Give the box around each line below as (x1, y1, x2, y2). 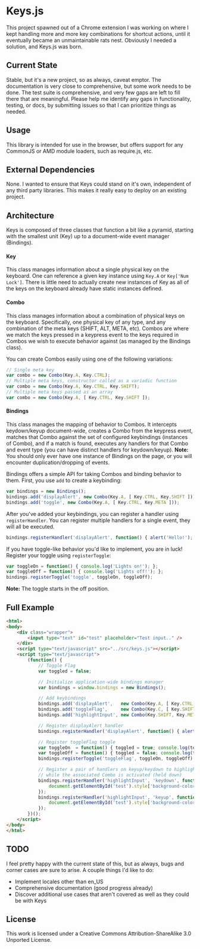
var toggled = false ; (37, 668, 92, 674)
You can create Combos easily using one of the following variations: (6, 355, 173, 363)
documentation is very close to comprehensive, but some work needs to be (6, 82, 192, 90)
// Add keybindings (37, 695, 86, 701)
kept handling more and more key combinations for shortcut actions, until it (6, 30, 190, 37)
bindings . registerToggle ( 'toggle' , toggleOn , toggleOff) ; (6, 575, 153, 581)
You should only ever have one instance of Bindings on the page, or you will (6, 453, 192, 460)
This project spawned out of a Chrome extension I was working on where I (6, 24, 189, 31)
